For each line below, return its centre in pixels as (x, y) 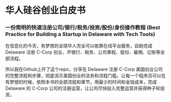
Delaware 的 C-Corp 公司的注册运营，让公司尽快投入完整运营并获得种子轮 (83, 88)
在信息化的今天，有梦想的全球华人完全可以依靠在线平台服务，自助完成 (79, 46)
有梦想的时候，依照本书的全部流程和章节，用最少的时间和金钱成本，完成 (81, 82)
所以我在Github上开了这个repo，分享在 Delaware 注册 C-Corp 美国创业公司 (84, 70)
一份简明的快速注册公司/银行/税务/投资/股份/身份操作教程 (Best (83, 27)
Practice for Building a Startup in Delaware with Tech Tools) (80, 35)
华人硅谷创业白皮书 (46, 10)
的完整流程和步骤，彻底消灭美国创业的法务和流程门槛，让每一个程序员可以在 (85, 76)
